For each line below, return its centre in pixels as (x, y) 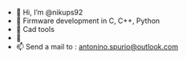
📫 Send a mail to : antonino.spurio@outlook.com (97, 47)
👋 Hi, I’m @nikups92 (49, 12)
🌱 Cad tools (35, 29)
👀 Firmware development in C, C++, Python (88, 21)
